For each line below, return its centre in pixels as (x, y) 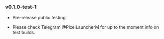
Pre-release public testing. (40, 18)
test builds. (24, 33)
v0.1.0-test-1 (21, 7)
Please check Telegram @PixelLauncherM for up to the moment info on (86, 27)
